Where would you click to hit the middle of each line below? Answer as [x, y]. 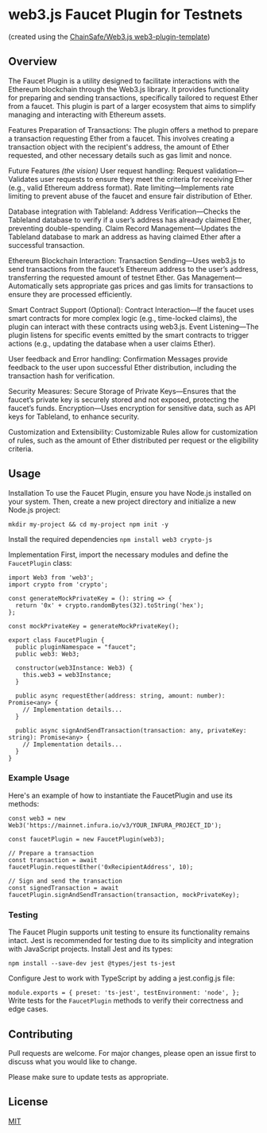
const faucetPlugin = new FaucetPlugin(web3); [87, 839]
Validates [23, 179]
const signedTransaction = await [64, 887]
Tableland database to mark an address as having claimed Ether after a [124, 237]
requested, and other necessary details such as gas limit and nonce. [120, 155]
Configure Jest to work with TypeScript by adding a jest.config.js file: [122, 978]
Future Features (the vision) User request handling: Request [106, 170]
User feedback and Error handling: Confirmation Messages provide [118, 358]
